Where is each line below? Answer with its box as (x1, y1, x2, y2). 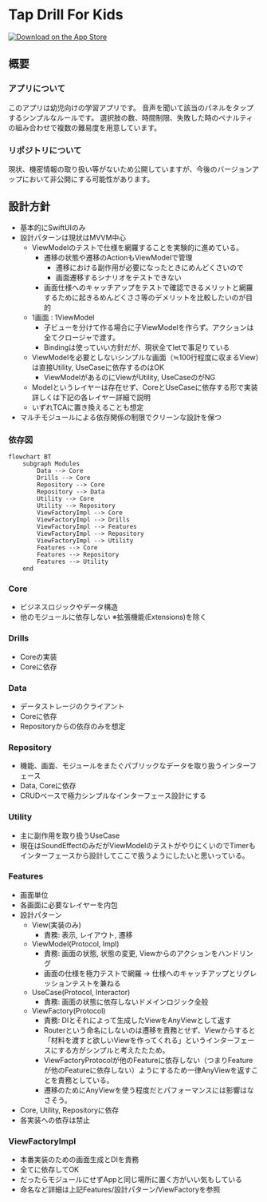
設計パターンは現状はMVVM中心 (19, 232, 126, 242)
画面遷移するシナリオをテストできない (55, 272, 182, 282)
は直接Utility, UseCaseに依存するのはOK (31, 362, 165, 372)
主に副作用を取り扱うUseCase (19, 831, 120, 840)
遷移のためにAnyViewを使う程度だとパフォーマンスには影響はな (43, 1085, 255, 1095)
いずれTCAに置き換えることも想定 (31, 402, 144, 412)
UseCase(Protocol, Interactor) (31, 987, 131, 997)
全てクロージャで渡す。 (43, 332, 120, 342)
